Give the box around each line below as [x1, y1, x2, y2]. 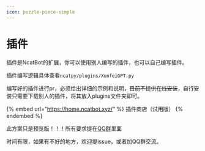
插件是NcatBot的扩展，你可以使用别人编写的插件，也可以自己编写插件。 [6, 59, 188, 66]
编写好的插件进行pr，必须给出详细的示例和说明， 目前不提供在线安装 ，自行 [6, 84, 194, 92]
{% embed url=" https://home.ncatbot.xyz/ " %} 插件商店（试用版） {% [6, 105, 184, 112]
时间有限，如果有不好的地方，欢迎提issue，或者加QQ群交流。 [6, 138, 162, 145]
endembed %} [6, 112, 43, 119]
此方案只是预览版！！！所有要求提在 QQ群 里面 [6, 125, 122, 132]
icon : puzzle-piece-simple [6, 9, 75, 15]
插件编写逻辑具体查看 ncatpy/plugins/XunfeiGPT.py [6, 72, 135, 79]
